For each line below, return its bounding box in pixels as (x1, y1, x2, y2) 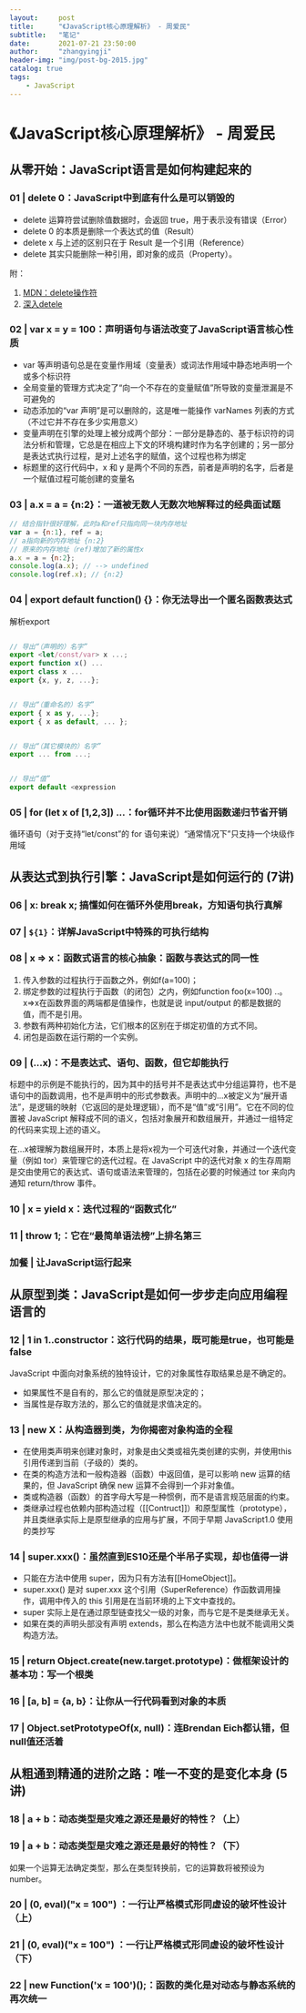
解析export (9, 615, 50, 626)
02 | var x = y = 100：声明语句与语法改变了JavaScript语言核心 (9, 323, 285, 336)
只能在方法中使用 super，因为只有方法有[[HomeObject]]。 (22, 1572, 241, 1584)
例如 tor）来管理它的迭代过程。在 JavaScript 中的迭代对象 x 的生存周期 (25, 1155, 291, 1166)
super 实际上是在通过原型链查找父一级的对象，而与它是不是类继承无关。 (22, 1607, 294, 1618)
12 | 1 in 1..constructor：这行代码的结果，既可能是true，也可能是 (9, 1334, 294, 1347)
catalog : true (9, 65, 64, 74)
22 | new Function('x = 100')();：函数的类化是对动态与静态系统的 (9, 1979, 296, 1992)
